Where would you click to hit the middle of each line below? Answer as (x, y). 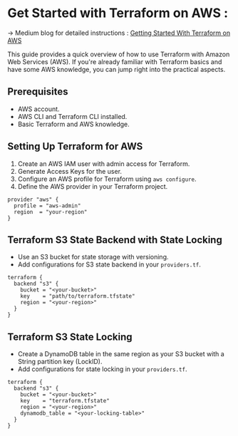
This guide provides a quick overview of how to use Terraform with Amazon (119, 54)
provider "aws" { (33, 199)
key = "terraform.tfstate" (65, 401)
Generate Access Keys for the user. (70, 171)
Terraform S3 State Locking (70, 337)
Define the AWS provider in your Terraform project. (93, 186)
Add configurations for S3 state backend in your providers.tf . (109, 264)
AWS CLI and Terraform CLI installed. (72, 116)
